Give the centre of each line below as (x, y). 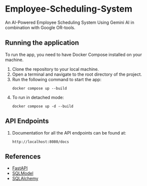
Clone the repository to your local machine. (55, 69)
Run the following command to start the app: (57, 79)
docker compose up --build (39, 88)
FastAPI (20, 168)
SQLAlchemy (25, 179)
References (23, 156)
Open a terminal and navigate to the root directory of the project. (77, 74)
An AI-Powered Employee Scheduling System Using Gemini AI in (70, 22)
